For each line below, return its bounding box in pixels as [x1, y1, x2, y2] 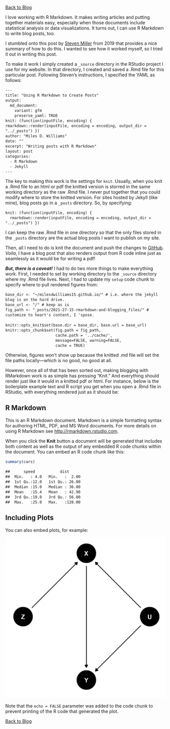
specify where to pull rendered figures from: [5, 282, 98, 287]
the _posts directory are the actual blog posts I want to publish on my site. [5, 235, 160, 241]
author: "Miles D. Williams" [5, 133, 67, 139]
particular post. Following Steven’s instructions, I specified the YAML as [5, 72, 155, 78]
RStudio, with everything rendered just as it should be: [5, 389, 119, 395]
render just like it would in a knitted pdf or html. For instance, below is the [5, 378, 159, 384]
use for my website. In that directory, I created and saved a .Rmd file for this [5, 66, 164, 72]
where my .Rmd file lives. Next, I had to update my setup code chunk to [5, 276, 155, 282]
